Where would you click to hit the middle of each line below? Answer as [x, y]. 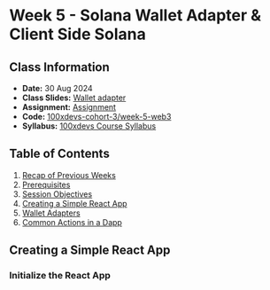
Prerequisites [46, 184]
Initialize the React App [60, 276]
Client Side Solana [77, 34]
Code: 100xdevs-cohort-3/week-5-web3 [96, 117]
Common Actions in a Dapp [72, 222]
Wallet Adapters [51, 213]
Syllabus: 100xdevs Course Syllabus [89, 126]
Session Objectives [57, 194]
